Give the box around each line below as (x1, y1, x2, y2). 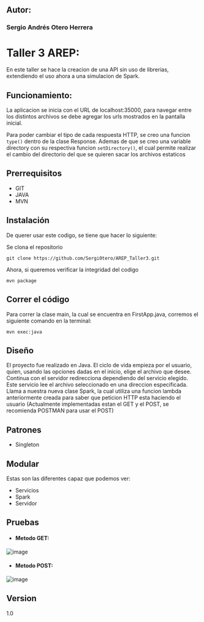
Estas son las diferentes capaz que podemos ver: (6, 475, 131, 482)
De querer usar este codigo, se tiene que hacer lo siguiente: (6, 232, 158, 239)
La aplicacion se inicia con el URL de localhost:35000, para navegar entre (6, 106, 192, 114)
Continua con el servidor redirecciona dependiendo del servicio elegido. (6, 375, 188, 382)
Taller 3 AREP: (6, 46, 80, 60)
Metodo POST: (15, 562, 53, 569)
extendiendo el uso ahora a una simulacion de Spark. (6, 73, 140, 80)
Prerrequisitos (6, 168, 62, 179)
